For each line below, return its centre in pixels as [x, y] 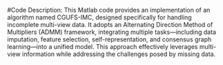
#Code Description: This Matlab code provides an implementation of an [109, 10]
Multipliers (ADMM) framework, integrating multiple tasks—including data [111, 32]
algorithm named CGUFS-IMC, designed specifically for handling [99, 17]
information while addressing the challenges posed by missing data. [119, 54]
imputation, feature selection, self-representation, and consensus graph [109, 39]
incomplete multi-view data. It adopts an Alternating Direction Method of [110, 25]
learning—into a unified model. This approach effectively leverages [103, 47]
